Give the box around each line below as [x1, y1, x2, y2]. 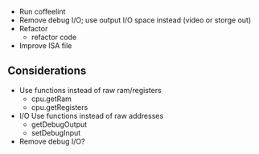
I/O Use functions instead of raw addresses [18, 111, 164, 120]
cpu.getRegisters [31, 102, 88, 111]
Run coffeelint [18, 7, 66, 16]
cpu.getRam [31, 94, 72, 103]
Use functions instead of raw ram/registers [18, 85, 162, 95]
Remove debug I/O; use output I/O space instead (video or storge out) [18, 15, 252, 25]
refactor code [31, 32, 77, 42]
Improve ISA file [18, 41, 72, 51]
